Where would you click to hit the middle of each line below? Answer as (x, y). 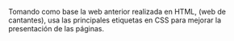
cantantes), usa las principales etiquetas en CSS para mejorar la (115, 20)
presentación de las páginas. (56, 29)
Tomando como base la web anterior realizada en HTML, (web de (117, 12)
